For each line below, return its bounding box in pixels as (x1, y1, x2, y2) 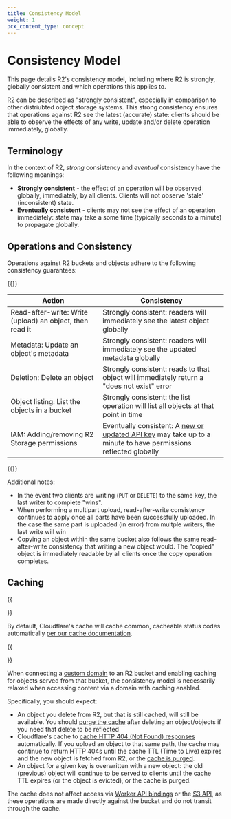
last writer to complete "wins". (16, 498, 103, 507)
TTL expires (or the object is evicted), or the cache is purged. (16, 776, 191, 785)
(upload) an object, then (10, 316, 89, 326)
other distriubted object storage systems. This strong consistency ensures (7, 103, 218, 111)
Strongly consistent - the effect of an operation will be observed (16, 184, 201, 193)
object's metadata (10, 348, 69, 358)
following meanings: (7, 171, 65, 179)
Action (42, 295, 65, 305)
